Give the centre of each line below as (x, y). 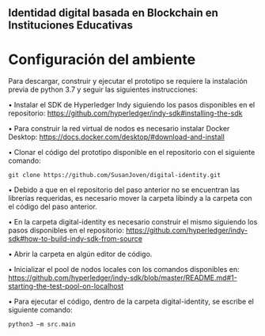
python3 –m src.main (42, 325)
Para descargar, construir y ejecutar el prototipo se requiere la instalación (128, 81)
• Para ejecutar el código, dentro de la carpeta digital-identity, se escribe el (131, 302)
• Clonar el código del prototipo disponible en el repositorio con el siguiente (132, 153)
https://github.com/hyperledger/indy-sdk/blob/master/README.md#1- (123, 278)
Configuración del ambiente (102, 59)
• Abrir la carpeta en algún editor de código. (80, 254)
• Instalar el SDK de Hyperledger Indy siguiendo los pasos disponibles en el (132, 105)
